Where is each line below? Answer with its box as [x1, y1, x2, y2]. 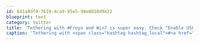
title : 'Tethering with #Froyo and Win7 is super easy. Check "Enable [6, 25, 184, 31]
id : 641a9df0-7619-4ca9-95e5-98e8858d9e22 [6, 8, 113, 15]
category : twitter [6, 19, 52, 25]
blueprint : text [6, 14, 46, 20]
